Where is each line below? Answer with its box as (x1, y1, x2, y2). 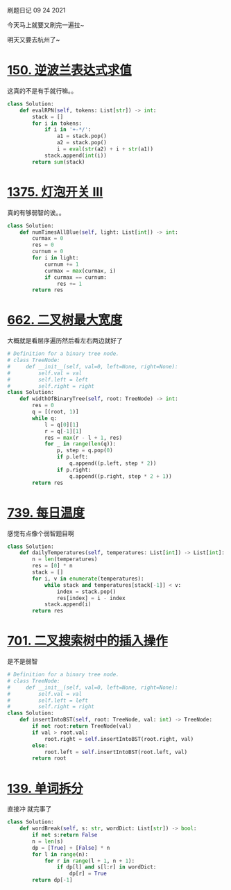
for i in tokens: (32, 120, 82, 127)
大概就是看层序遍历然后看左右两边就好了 (7, 336, 123, 345)
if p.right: (56, 466, 92, 473)
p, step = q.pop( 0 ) (56, 447, 113, 454)
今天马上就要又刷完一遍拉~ (7, 21, 85, 29)
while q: (32, 415, 58, 422)
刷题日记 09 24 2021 (7, 6, 66, 14)
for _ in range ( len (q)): (44, 440, 117, 447)
